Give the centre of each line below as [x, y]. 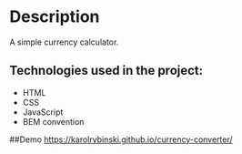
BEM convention [53, 121]
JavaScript [43, 112]
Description [55, 17]
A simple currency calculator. [64, 42]
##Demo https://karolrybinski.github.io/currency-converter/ [121, 139]
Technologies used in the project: [106, 71]
